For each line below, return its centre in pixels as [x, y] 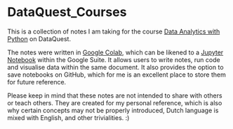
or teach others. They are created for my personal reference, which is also [115, 103]
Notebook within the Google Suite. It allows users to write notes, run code [114, 59]
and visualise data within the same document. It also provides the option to [115, 67]
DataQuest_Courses [67, 12]
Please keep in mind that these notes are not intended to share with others [115, 96]
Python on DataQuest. [39, 38]
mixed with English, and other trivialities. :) [68, 117]
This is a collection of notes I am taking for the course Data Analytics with [114, 31]
